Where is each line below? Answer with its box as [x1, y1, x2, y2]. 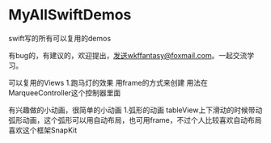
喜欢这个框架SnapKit [8, 125, 78, 135]
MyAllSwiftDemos [8, 6, 132, 24]
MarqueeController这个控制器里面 [8, 87, 121, 98]
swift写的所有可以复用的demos [8, 33, 112, 43]
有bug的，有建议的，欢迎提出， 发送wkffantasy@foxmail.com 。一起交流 [8, 50, 248, 60]
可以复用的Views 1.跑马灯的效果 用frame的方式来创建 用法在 [8, 78, 209, 87]
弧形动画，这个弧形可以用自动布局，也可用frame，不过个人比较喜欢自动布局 [8, 115, 262, 124]
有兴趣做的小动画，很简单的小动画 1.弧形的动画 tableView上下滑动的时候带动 [8, 105, 263, 115]
